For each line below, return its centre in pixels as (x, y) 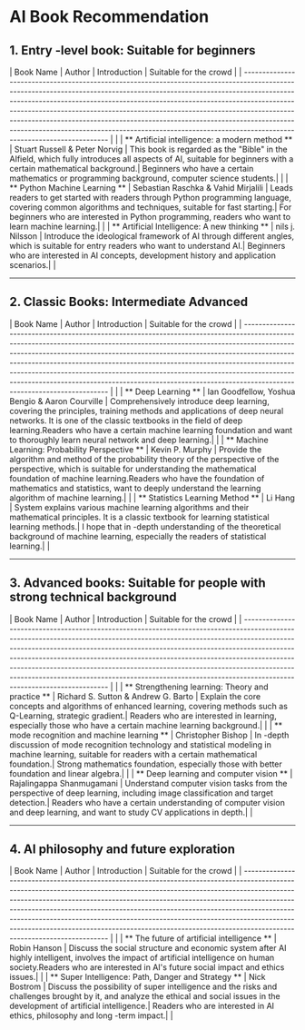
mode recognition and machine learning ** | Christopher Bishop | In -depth (149, 735)
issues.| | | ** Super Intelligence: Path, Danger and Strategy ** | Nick (138, 977)
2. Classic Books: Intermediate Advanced (128, 302)
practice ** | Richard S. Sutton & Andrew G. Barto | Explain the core (135, 696)
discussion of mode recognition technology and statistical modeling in (141, 744)
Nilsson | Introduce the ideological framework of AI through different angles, (152, 236)
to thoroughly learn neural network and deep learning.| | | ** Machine (139, 440)
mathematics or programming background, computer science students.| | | (149, 178)
